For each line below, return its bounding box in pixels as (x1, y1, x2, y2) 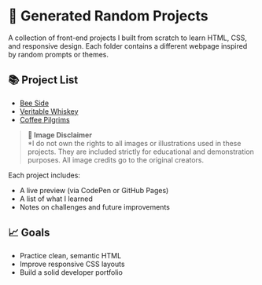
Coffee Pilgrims (19, 115, 70, 124)
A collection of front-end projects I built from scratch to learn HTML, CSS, (8, 33, 248, 42)
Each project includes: (8, 170, 81, 180)
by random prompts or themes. (8, 49, 109, 59)
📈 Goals (8, 226, 50, 239)
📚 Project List (8, 74, 79, 87)
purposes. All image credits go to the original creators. (27, 155, 205, 164)
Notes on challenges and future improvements (19, 202, 171, 211)
